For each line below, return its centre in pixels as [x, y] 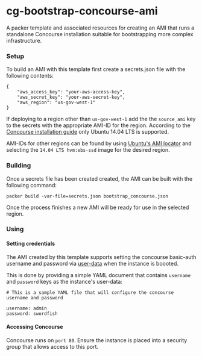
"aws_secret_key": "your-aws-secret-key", [71, 98]
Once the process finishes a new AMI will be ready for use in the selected [98, 207]
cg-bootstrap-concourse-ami [82, 11]
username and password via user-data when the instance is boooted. [93, 263]
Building [19, 166]
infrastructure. [24, 40]
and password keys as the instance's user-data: [64, 281]
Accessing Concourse [35, 327]
